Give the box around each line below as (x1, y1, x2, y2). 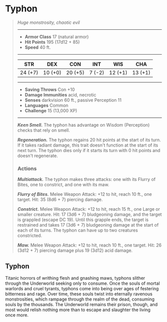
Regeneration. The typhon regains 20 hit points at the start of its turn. (17, 137, 161, 143)
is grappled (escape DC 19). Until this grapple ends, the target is (17, 217, 149, 223)
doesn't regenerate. (17, 153, 58, 159)
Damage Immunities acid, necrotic (24, 91, 96, 97)
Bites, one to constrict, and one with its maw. (17, 182, 109, 188)
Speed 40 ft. (24, 44, 51, 50)
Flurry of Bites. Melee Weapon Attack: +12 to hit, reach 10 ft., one (17, 191, 152, 197)
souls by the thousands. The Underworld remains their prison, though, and (5, 302, 158, 308)
